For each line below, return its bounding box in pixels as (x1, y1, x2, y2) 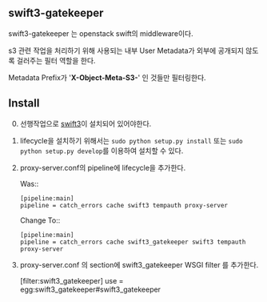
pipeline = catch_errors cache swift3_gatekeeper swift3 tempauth (19, 238, 246, 246)
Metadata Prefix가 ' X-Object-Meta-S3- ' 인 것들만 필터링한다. (8, 72, 206, 83)
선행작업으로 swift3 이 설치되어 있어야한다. (19, 119, 152, 128)
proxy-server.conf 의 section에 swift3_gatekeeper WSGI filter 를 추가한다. (19, 260, 259, 269)
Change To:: (19, 215, 61, 225)
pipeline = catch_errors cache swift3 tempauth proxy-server (19, 201, 229, 209)
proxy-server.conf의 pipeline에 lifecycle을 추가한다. (19, 163, 186, 172)
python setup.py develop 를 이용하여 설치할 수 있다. (19, 146, 184, 155)
